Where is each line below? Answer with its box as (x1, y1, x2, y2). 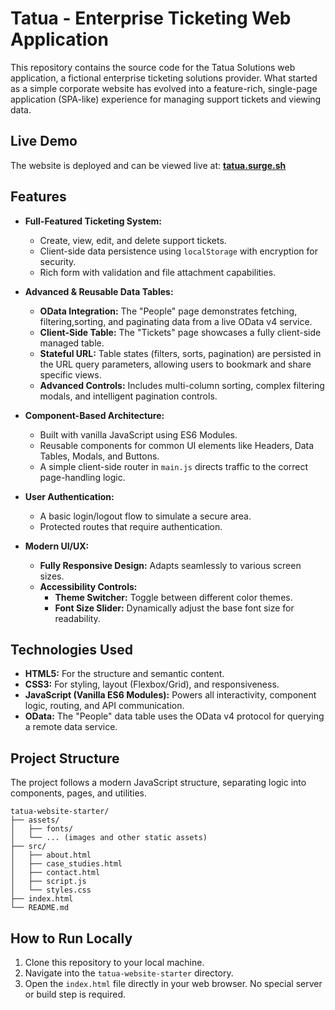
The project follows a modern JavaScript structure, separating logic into (10, 777, 307, 789)
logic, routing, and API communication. (24, 700, 185, 712)
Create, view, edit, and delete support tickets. (39, 234, 227, 246)
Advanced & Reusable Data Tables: (24, 285, 174, 297)
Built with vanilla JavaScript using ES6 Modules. (39, 428, 238, 441)
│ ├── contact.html (10, 868, 101, 878)
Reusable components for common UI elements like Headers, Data (39, 439, 315, 451)
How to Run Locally (10, 930, 133, 947)
